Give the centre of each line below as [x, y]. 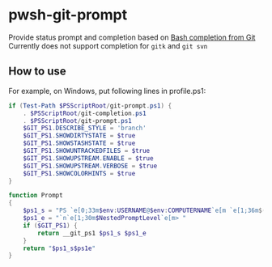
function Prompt [36, 196]
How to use [37, 72]
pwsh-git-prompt [68, 15]
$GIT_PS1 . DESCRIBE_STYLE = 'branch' [85, 128]
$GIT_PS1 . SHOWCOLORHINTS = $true [79, 173]
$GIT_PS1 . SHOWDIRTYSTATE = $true [79, 136]
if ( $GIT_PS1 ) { [51, 225]
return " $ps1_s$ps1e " [59, 248]
